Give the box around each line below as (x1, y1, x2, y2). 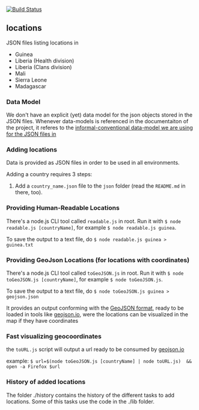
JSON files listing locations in (6, 39, 79, 46)
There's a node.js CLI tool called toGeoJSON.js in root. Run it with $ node (6, 269, 184, 277)
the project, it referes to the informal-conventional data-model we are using (6, 124, 194, 132)
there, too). (14, 189, 43, 196)
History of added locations (6, 378, 86, 386)
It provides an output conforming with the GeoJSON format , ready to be (6, 304, 185, 311)
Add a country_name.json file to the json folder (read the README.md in (14, 182, 186, 189)
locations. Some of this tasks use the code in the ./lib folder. (6, 397, 155, 405)
